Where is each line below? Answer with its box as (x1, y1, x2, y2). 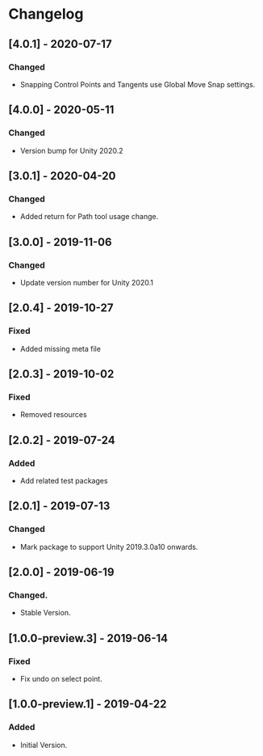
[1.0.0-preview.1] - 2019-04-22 (8, 697, 167, 712)
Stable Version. (19, 608, 71, 618)
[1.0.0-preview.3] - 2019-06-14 (8, 631, 169, 645)
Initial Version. (19, 740, 68, 750)
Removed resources (19, 410, 87, 420)
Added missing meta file (19, 344, 101, 353)
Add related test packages (19, 476, 108, 485)
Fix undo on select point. (19, 674, 102, 684)
